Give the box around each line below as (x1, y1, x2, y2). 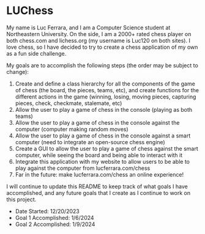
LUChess (6, 4, 54, 18)
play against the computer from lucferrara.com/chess (15, 164, 151, 172)
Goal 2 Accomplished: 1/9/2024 (15, 221, 95, 228)
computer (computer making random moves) (15, 125, 129, 133)
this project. (6, 196, 37, 203)
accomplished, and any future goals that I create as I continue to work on (6, 189, 191, 196)
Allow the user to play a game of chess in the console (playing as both (15, 106, 193, 113)
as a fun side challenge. (6, 49, 67, 57)
